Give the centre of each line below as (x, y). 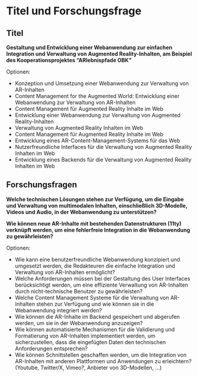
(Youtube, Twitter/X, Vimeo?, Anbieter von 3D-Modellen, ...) (88, 367)
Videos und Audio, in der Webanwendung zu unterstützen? (81, 212)
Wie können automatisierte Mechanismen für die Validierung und (95, 329)
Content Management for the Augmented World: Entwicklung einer (97, 96)
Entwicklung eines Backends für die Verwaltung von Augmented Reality (103, 159)
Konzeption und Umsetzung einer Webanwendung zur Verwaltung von (102, 83)
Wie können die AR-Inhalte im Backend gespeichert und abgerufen (97, 317)
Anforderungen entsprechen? (51, 348)
